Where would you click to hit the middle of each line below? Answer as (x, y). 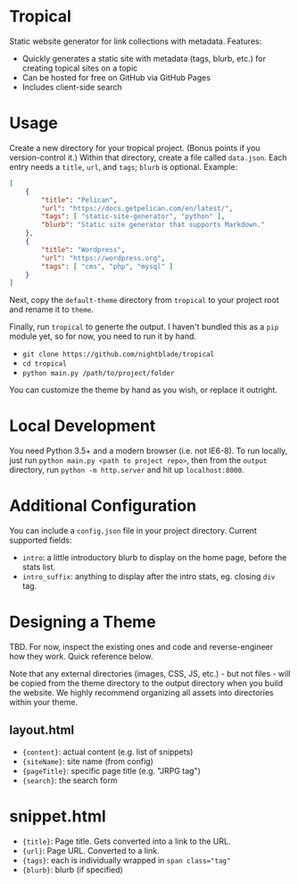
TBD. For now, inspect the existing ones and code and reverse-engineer (141, 647)
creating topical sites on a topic (80, 68)
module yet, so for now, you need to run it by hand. (103, 336)
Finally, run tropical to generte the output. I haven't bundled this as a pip (144, 327)
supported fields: (41, 540)
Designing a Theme (83, 622)
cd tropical (44, 364)
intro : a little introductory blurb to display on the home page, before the (154, 558)
